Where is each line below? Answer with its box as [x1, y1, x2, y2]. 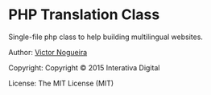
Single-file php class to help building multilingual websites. [8, 32, 204, 42]
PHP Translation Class [8, 6, 160, 24]
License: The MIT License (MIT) [8, 78, 114, 88]
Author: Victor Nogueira [8, 47, 88, 57]
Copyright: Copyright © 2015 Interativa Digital [8, 62, 160, 73]
